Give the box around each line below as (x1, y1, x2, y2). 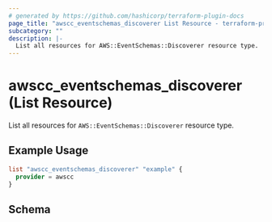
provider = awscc (15, 173, 74, 181)
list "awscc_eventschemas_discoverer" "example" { (8, 165, 183, 174)
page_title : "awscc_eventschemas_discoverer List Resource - (8, 19, 219, 27)
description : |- (8, 34, 63, 43)
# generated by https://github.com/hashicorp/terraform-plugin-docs (8, 11, 244, 20)
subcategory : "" (8, 27, 63, 35)
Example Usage (8, 144, 89, 157)
